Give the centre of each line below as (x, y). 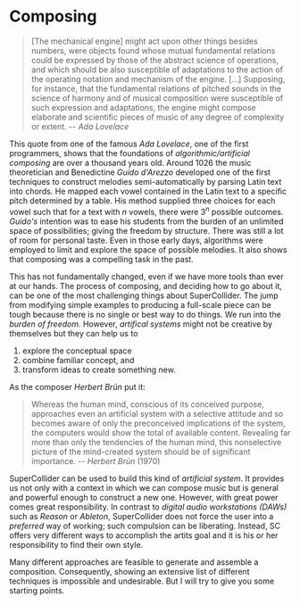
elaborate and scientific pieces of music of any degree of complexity (158, 117)
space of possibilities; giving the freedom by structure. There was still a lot (146, 230)
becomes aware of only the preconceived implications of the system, (158, 423)
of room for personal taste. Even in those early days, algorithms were (136, 240)
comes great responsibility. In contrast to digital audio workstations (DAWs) (148, 507)
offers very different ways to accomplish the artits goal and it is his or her (144, 535)
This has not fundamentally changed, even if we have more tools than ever (146, 276)
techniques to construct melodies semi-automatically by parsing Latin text (146, 181)
